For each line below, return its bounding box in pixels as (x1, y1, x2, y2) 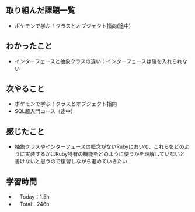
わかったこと (6, 41, 53, 51)
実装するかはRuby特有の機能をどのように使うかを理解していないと (25, 151, 186, 158)
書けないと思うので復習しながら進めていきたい (14, 158, 127, 165)
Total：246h (19, 201, 50, 208)
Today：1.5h (19, 193, 50, 200)
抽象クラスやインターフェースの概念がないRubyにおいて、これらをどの (14, 143, 185, 151)
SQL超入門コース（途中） (14, 108, 76, 115)
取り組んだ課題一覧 (6, 5, 75, 16)
